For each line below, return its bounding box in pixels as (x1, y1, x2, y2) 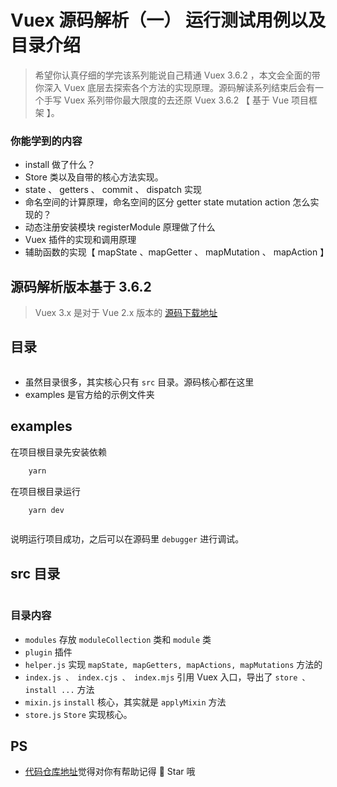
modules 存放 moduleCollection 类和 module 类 (24, 633, 212, 645)
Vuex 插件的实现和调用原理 (24, 234, 137, 246)
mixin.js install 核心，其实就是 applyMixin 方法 (24, 696, 227, 708)
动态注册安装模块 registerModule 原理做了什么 (24, 221, 216, 233)
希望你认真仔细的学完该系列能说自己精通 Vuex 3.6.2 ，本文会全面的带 (34, 69, 321, 81)
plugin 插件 (24, 646, 73, 658)
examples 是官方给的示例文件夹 (24, 388, 155, 400)
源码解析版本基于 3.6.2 (10, 278, 152, 295)
